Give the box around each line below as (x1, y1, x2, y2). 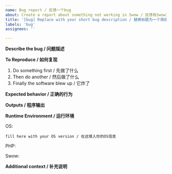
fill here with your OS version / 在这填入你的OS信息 (5, 134, 116, 139)
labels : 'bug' (5, 21, 36, 27)
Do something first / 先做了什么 (12, 68, 79, 74)
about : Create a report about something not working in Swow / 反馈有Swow (5, 12, 166, 17)
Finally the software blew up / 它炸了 (12, 80, 90, 86)
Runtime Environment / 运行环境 (5, 113, 74, 119)
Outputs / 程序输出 (5, 102, 45, 108)
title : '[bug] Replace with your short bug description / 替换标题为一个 (5, 17, 161, 22)
